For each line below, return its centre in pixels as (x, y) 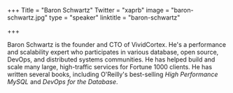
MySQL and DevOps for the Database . (63, 82)
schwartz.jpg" (27, 17)
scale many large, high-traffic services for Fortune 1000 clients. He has (110, 67)
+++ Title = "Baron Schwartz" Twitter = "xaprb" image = (89, 10)
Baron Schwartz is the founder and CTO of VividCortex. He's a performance (116, 44)
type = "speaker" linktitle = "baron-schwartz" (114, 17)
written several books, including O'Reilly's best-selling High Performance (113, 74)
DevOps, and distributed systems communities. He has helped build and (111, 59)
